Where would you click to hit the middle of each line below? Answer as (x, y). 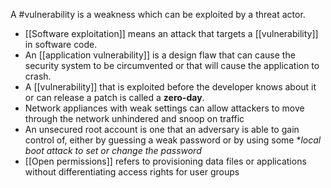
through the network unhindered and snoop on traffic (134, 118)
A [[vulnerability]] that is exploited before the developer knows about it (170, 87)
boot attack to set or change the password (113, 150)
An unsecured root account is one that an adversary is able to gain (162, 129)
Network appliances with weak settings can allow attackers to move (164, 108)
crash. (38, 76)
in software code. (61, 44)
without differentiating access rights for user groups (132, 172)
